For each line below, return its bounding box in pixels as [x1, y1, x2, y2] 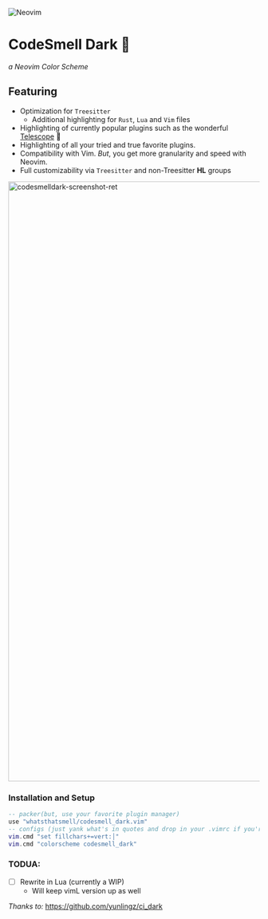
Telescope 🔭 [19, 132, 61, 141]
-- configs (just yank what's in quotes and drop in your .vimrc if [8, 825, 241, 833]
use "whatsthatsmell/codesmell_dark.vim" [8, 818, 148, 826]
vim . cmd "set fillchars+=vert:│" [8, 832, 120, 841]
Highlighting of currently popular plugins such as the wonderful [19, 123, 229, 132]
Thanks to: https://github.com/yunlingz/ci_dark [8, 901, 164, 911]
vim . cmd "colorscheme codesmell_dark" [8, 840, 137, 848]
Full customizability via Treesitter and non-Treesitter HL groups [19, 165, 231, 175]
